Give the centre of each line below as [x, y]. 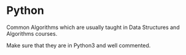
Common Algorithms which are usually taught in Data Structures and [93, 27]
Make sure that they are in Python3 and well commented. [79, 45]
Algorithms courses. [32, 33]
